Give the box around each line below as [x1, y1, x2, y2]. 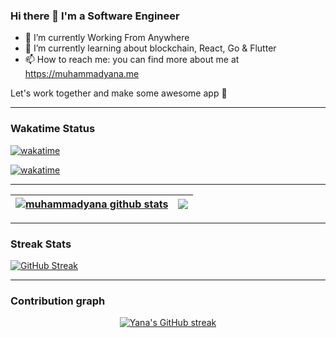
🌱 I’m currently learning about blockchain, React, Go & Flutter [24, 42, 277, 54]
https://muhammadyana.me [24, 68, 140, 80]
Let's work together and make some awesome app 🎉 [10, 87, 228, 99]
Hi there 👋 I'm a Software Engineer [10, 9, 180, 23]
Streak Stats [10, 237, 72, 251]
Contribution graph [10, 294, 106, 308]
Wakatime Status [10, 122, 96, 136]
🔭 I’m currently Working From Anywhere [24, 32, 190, 44]
